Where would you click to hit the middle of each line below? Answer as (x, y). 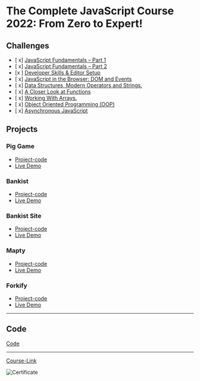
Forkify (17, 286)
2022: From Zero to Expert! (74, 24)
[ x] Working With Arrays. (46, 98)
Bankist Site (24, 216)
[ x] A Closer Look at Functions (53, 92)
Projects (22, 129)
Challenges (28, 46)
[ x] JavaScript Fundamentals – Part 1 (60, 60)
